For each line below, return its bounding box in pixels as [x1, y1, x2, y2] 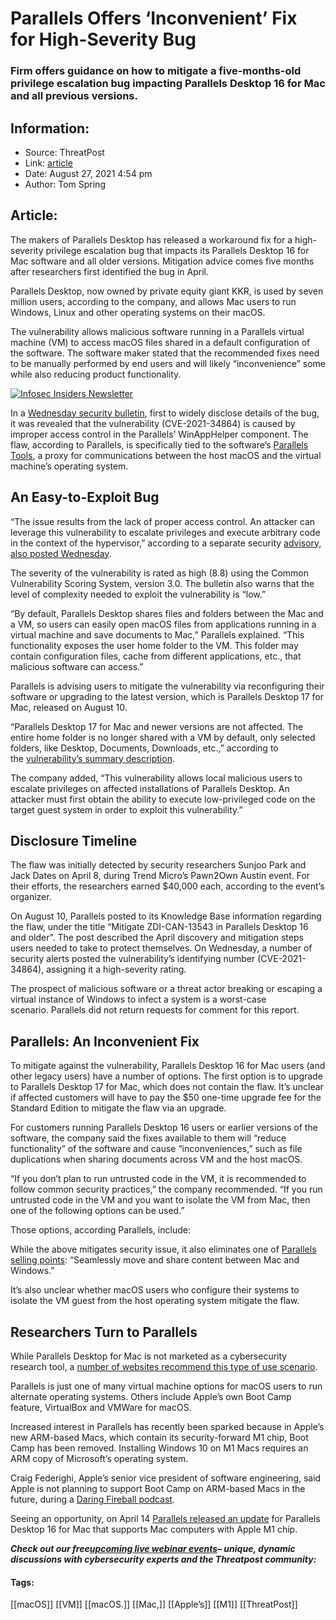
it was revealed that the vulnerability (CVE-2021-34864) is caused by [10, 417, 296, 429]
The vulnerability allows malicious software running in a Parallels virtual [10, 325, 305, 337]
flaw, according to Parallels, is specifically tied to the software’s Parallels [10, 438, 309, 451]
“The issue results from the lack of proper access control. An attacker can [10, 515, 316, 527]
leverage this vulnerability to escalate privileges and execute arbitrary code [10, 526, 321, 538]
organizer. [10, 891, 52, 903]
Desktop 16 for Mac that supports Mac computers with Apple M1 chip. [10, 1523, 298, 1535]
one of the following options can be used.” [10, 1205, 185, 1217]
